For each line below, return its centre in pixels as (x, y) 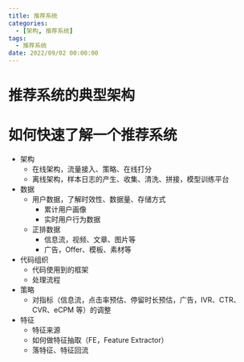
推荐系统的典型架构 (72, 95)
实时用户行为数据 (72, 220)
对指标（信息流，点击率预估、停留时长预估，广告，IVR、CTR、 (136, 300)
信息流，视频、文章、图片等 (90, 240)
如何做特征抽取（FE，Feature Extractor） (100, 340)
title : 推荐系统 (33, 16)
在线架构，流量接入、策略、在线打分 (92, 169)
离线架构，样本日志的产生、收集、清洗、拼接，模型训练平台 (130, 179)
